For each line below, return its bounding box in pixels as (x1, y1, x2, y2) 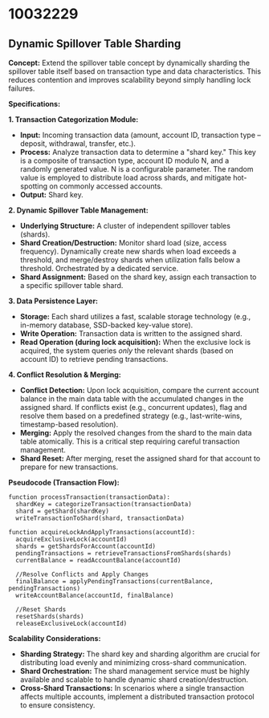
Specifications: (8, 99, 61, 108)
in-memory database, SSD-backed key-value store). (19, 320, 194, 330)
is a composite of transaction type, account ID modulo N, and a (19, 156, 230, 165)
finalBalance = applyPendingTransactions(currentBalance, (15, 578, 214, 586)
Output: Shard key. (19, 190, 84, 199)
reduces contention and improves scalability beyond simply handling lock (8, 75, 251, 84)
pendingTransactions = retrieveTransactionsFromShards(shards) (15, 550, 231, 558)
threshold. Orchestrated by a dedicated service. (19, 264, 179, 273)
